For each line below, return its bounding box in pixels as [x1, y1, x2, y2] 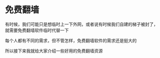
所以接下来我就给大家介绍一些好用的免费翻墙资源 [5, 48, 103, 54]
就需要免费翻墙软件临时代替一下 [5, 27, 69, 33]
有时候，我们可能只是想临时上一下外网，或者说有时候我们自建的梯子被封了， [5, 21, 158, 27]
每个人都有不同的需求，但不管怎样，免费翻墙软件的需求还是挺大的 [5, 37, 137, 43]
